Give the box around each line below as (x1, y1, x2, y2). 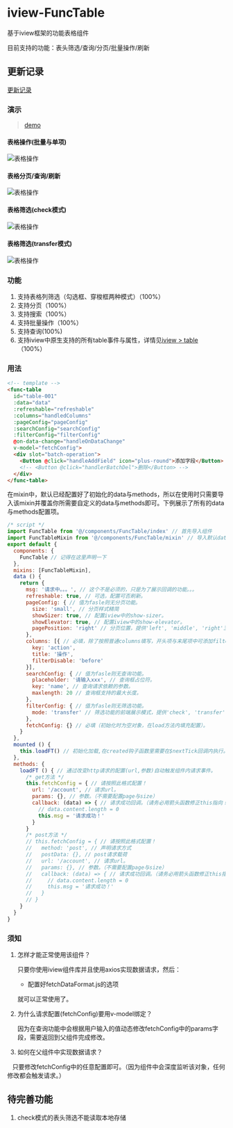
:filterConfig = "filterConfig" (13, 432, 101, 439)
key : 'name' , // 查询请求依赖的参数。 (32, 683, 134, 690)
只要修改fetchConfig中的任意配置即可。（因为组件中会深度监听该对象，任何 (12, 1063, 225, 1071)
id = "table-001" (13, 393, 58, 400)
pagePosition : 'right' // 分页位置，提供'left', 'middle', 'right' (32, 625, 224, 632)
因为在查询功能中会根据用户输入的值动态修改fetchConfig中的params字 (17, 1024, 218, 1033)
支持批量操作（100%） (17, 318, 83, 327)
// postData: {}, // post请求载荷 (25, 851, 128, 858)
